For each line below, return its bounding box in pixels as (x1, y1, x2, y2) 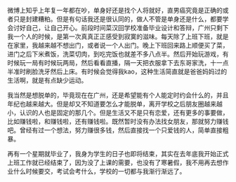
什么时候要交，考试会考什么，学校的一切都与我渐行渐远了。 (13, 167, 186, 175)
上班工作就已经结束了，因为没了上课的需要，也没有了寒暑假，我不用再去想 (7, 158, 223, 167)
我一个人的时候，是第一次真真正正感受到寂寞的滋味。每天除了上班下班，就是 (7, 32, 229, 41)
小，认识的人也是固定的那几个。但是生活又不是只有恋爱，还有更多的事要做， (7, 108, 229, 117)
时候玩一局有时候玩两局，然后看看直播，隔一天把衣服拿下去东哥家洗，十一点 (7, 59, 229, 66)
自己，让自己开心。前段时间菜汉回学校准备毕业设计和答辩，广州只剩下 (25, 24, 229, 31)
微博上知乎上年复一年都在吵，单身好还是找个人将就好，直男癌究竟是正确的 (7, 6, 223, 14)
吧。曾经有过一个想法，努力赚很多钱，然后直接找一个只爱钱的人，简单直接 (7, 126, 223, 134)
